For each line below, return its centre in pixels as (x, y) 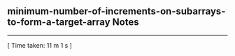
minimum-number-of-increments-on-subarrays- (116, 11)
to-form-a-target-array (59, 22)
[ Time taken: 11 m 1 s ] (40, 45)
